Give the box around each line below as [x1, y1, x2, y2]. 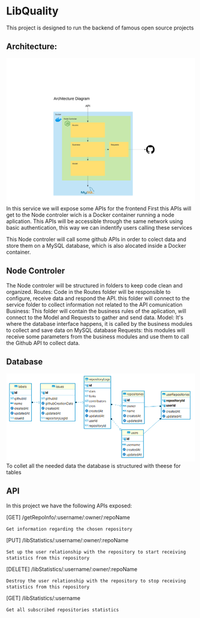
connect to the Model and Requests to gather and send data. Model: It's [6, 314, 184, 321]
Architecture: [6, 41, 57, 52]
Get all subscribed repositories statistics [6, 607, 119, 613]
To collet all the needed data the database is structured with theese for [6, 462, 181, 470]
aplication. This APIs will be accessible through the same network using [6, 218, 183, 225]
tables [6, 468, 22, 476]
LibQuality [6, 4, 59, 18]
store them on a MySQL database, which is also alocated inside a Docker [6, 242, 187, 249]
